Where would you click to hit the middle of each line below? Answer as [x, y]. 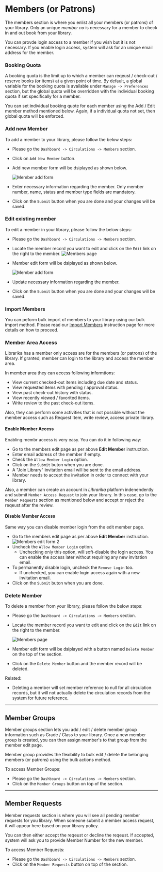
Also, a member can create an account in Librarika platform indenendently [79, 490]
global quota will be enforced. [35, 116]
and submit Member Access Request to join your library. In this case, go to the [81, 494]
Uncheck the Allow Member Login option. [52, 546]
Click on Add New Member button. [44, 158]
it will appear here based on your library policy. [52, 825]
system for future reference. [40, 698]
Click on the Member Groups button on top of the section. [68, 783]
